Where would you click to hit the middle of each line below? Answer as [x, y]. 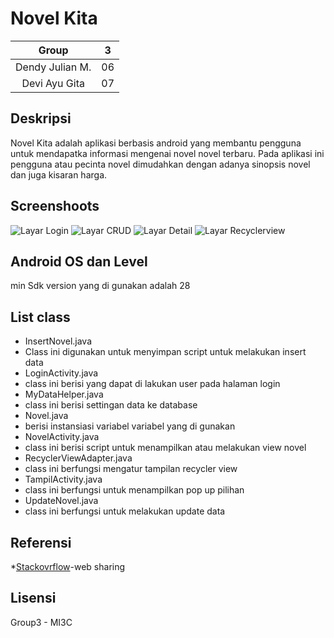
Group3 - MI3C [41, 622]
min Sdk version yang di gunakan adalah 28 [100, 286]
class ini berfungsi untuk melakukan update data [125, 511]
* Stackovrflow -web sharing [68, 566]
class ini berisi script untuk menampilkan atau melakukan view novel [165, 448]
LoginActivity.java [61, 373]
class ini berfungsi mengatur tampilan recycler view [131, 469]
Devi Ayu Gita [53, 83]
